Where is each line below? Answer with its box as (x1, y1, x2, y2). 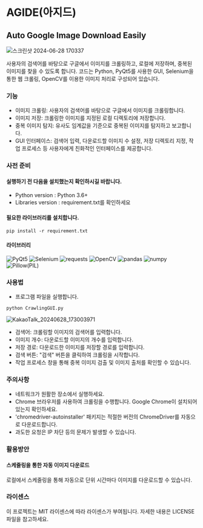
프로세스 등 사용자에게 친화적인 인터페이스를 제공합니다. (21, 145, 153, 152)
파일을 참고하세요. (6, 515, 49, 523)
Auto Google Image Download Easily (6, 30, 147, 40)
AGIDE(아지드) (6, 5, 77, 19)
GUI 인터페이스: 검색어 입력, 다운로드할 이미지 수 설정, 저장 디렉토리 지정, (15, 137, 188, 145)
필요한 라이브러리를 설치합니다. (6, 214, 79, 221)
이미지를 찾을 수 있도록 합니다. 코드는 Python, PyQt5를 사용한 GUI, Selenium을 (6, 68, 194, 75)
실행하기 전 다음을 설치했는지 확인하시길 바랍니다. (6, 178, 122, 185)
